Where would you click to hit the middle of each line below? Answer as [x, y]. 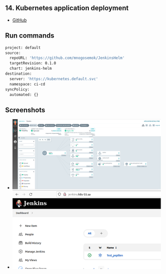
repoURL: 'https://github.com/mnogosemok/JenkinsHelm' [67, 58]
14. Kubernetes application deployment [67, 8]
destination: [19, 74]
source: [13, 53]
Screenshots [25, 110]
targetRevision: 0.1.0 [33, 63]
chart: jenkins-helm [31, 69]
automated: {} [24, 94]
